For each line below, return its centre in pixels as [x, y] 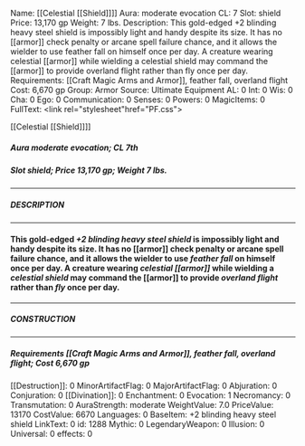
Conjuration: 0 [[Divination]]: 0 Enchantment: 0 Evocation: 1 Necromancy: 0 [151, 395]
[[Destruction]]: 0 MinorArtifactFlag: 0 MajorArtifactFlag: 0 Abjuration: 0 [144, 386]
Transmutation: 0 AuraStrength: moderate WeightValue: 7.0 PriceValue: [142, 405]
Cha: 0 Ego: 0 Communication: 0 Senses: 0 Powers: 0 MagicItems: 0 [138, 100]
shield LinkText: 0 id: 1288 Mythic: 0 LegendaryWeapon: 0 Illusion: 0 [138, 424]
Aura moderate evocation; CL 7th [74, 147]
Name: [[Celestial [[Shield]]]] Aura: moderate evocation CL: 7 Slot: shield [146, 13]
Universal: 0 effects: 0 [52, 434]
